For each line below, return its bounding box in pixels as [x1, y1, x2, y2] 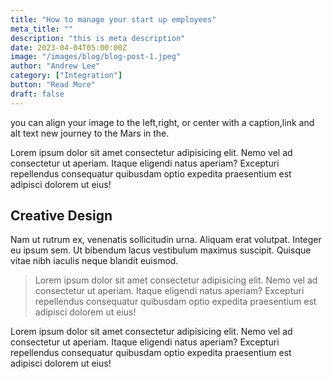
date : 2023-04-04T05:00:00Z [10, 42, 128, 53]
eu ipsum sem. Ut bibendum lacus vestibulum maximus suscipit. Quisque [10, 244, 312, 256]
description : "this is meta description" [10, 33, 186, 43]
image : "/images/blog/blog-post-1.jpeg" [10, 52, 182, 62]
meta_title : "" [10, 24, 74, 34]
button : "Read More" [10, 80, 97, 90]
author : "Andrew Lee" [10, 61, 101, 71]
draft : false [10, 89, 65, 99]
